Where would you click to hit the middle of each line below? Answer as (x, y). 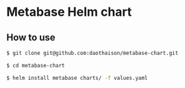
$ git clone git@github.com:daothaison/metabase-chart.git (92, 53)
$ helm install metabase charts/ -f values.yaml (77, 78)
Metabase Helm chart (69, 12)
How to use (31, 37)
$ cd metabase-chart (36, 65)
